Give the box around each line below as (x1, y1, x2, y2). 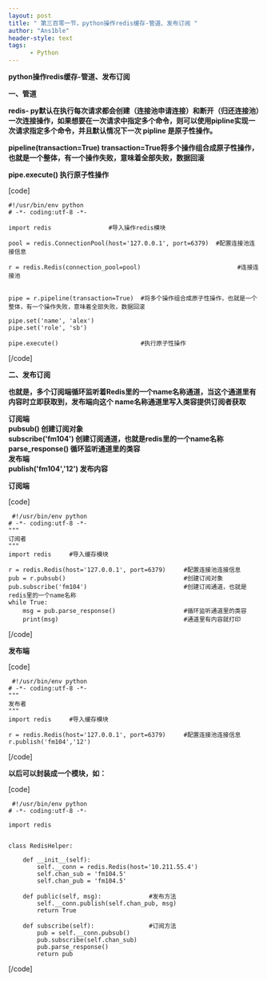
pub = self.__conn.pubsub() (37, 929, 130, 937)
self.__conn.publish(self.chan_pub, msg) (37, 899, 177, 907)
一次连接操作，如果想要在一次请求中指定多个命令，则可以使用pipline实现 (8, 116, 249, 125)
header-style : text (8, 34, 74, 42)
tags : (8, 42, 26, 50)
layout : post (8, 11, 52, 20)
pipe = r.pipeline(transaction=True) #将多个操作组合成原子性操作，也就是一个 (8, 294, 257, 302)
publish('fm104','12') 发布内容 (8, 464, 108, 473)
